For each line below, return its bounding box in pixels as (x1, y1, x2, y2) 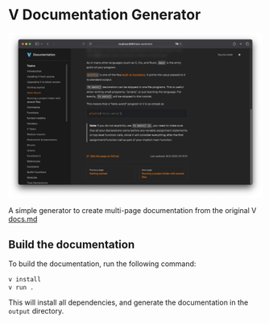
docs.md (8, 215, 38, 224)
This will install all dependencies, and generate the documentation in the (8, 297, 249, 307)
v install (8, 276, 42, 284)
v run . (8, 284, 35, 292)
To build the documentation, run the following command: (8, 259, 197, 269)
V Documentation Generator (8, 6, 201, 24)
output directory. (8, 306, 64, 316)
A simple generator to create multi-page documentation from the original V (8, 206, 257, 215)
